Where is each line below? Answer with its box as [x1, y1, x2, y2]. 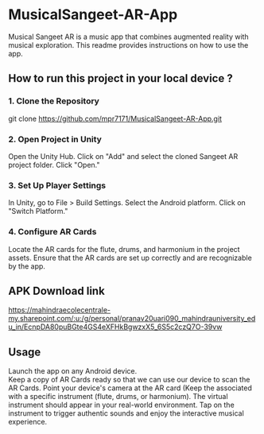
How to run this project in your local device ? [8, 72, 233, 85]
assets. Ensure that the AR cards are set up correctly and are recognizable [8, 253, 252, 262]
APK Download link [8, 284, 105, 297]
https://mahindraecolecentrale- [8, 305, 111, 315]
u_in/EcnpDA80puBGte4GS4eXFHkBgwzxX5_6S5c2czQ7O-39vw [8, 322, 223, 331]
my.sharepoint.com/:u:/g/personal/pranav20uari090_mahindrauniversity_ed [8, 314, 256, 324]
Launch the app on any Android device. [8, 366, 138, 376]
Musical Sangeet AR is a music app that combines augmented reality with [8, 32, 249, 41]
